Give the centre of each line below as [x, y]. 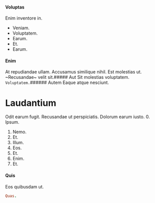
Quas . [11, 196]
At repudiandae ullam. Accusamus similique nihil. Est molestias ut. [73, 72]
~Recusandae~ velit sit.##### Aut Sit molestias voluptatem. [67, 77]
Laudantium [31, 103]
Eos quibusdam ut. [25, 186]
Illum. [18, 143]
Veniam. [21, 28]
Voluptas [15, 7]
